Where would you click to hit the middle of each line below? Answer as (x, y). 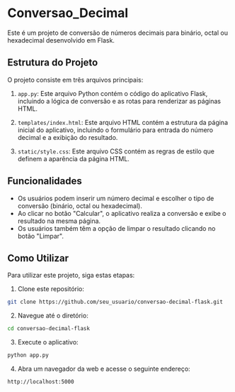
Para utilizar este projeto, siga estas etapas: (71, 276)
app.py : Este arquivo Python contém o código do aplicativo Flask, (113, 93)
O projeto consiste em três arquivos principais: (75, 80)
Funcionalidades (45, 181)
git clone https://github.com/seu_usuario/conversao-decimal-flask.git (115, 302)
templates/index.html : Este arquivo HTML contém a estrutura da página (123, 122)
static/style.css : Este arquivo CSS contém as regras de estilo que (116, 151)
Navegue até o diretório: (53, 316)
